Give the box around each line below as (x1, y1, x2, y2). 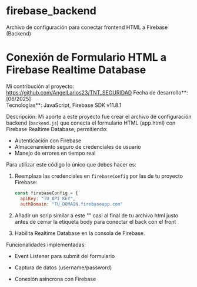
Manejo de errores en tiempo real (14, 149, 96, 156)
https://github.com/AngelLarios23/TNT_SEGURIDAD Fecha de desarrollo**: (6, 89, 188, 96)
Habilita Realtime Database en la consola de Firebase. (14, 229, 145, 237)
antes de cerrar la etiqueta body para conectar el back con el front (14, 218, 176, 225)
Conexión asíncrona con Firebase (14, 275, 96, 282)
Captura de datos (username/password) (14, 264, 112, 271)
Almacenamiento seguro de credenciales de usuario (14, 143, 141, 150)
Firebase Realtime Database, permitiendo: (6, 125, 108, 132)
